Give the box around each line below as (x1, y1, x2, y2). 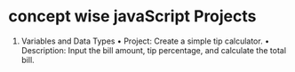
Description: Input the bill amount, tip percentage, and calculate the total (20, 44, 286, 55)
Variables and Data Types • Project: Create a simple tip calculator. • (20, 36, 270, 46)
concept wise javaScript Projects (8, 6, 257, 27)
